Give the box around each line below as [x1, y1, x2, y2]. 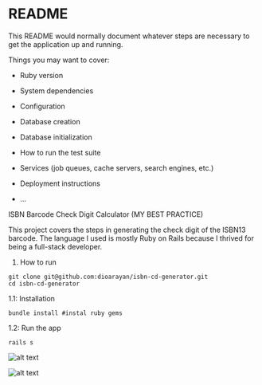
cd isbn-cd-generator [8, 280, 80, 288]
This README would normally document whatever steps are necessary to [8, 31, 250, 41]
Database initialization [19, 132, 93, 142]
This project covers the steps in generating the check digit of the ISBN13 [8, 225, 246, 234]
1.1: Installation [8, 293, 56, 303]
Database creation [19, 116, 81, 126]
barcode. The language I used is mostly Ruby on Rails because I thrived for [8, 233, 255, 243]
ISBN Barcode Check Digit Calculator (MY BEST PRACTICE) [8, 209, 204, 219]
